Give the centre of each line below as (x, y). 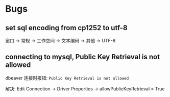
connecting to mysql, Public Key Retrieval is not (82, 57)
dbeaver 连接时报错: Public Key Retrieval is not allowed (67, 78)
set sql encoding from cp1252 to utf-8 (66, 28)
